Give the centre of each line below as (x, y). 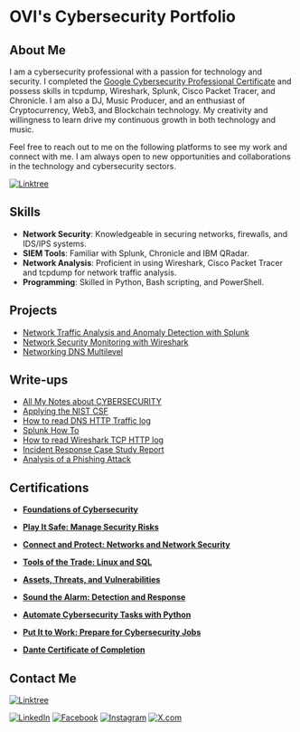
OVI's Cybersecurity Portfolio (123, 17)
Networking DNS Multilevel (73, 351)
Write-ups (39, 380)
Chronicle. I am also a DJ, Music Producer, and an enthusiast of (127, 100)
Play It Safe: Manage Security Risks (91, 528)
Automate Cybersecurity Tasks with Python (107, 615)
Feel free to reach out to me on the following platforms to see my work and (148, 147)
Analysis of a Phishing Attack (76, 460)
